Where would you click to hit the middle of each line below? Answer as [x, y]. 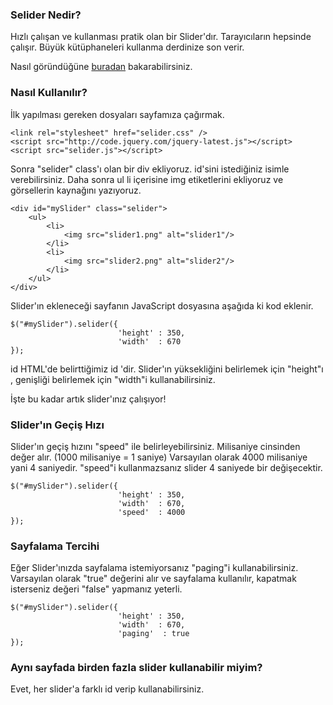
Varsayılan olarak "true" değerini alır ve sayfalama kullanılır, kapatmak [153, 579]
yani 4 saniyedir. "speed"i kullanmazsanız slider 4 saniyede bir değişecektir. [166, 467]
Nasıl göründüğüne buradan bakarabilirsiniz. [101, 67]
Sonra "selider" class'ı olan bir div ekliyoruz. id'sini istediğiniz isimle [150, 169]
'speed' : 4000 [151, 512]
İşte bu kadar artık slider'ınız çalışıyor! [88, 399]
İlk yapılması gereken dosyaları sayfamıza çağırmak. [117, 114]
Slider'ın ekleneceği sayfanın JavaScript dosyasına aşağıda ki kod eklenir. [162, 305]
